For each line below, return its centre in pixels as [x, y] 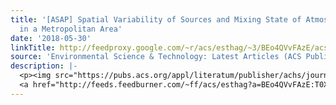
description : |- [44, 66]
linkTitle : [33, 47]
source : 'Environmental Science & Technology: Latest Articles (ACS [156, 57]
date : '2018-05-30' [51, 38]
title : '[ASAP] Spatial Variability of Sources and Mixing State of [156, 19]
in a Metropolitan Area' [71, 29]
